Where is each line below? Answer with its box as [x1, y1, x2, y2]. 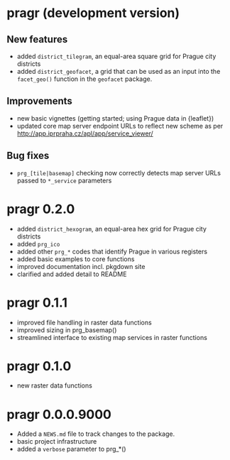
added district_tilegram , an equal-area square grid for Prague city [16, 52, 217, 60]
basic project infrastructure [16, 437, 97, 446]
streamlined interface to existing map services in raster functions [16, 333, 207, 341]
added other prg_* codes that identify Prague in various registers [16, 247, 207, 256]
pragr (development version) [6, 5, 180, 21]
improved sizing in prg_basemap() [16, 325, 117, 334]
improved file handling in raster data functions [16, 318, 152, 327]
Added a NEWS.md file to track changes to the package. [16, 429, 175, 438]
